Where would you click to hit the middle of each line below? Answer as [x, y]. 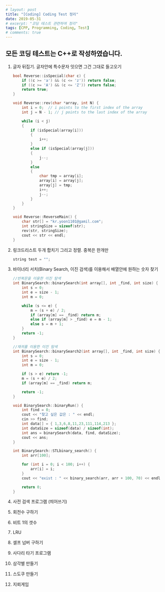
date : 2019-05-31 [23, 19]
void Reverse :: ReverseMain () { [45, 217]
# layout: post [21, 10]
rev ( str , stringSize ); [45, 230]
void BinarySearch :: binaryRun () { [48, 405]
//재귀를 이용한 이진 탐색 [35, 347]
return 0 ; [32, 487]
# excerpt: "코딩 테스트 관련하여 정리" [42, 23]
